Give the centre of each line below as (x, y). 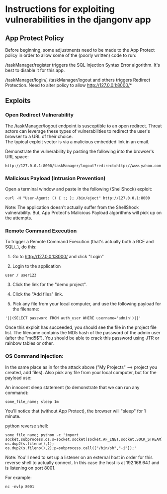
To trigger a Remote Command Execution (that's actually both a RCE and (80, 242)
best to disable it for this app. (35, 70)
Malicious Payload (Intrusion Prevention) (55, 178)
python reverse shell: (27, 426)
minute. (13, 416)
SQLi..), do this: (21, 247)
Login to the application (37, 266)
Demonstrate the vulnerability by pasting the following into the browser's (80, 151)
